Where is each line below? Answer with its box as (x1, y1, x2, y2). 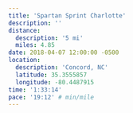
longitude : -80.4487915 (15, 78, 94, 86)
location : (8, 56, 41, 64)
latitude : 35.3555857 (15, 71, 88, 79)
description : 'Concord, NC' (15, 64, 109, 72)
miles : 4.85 (15, 41, 56, 49)
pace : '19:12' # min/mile (8, 93, 94, 101)
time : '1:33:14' (8, 85, 62, 94)
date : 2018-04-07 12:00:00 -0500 (8, 49, 119, 56)
